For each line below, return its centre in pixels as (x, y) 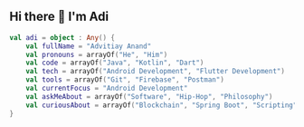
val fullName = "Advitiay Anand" (89, 46)
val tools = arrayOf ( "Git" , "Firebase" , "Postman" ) (125, 80)
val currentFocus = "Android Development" (107, 88)
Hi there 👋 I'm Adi (59, 17)
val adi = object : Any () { (62, 37)
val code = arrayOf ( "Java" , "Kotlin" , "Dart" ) (115, 63)
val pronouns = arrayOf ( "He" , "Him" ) (97, 54)
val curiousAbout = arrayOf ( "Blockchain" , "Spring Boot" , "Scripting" (161, 105)
